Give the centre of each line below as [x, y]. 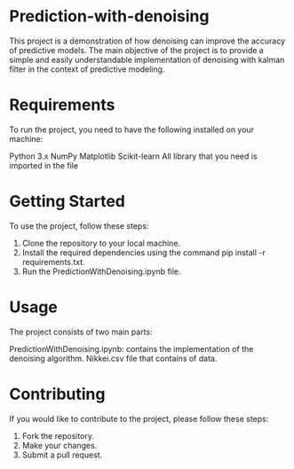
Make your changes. [60, 445]
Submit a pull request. [62, 455]
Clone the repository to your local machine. [101, 243]
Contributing [57, 394]
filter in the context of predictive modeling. [87, 69]
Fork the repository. [58, 435]
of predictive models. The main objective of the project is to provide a [136, 50]
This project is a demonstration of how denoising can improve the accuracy [147, 41]
